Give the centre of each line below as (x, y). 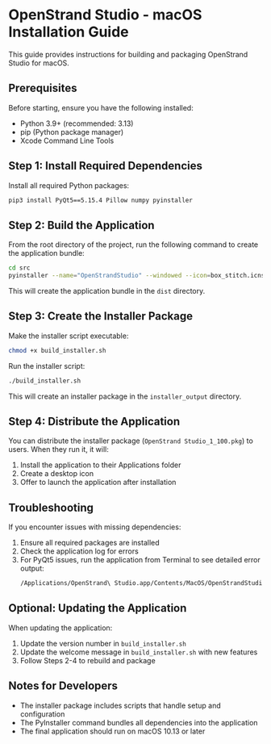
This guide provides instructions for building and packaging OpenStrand (128, 54)
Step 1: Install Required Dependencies (106, 166)
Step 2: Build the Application (81, 225)
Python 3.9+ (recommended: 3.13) (77, 123)
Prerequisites (43, 88)
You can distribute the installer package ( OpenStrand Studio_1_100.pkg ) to (131, 441)
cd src (19, 268)
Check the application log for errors (79, 551)
